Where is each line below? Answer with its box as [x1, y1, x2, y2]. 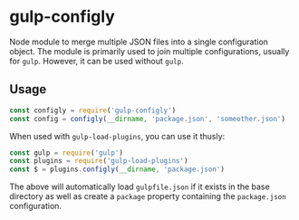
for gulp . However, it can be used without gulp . [9, 55, 184, 66]
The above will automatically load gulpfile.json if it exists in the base [9, 181, 270, 192]
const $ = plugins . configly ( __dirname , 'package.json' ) [9, 165, 225, 174]
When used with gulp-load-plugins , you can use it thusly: [9, 130, 226, 141]
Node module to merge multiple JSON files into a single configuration [9, 36, 269, 47]
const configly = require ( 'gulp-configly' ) [9, 106, 177, 115]
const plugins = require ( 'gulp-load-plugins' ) [9, 157, 188, 166]
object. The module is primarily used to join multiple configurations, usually [9, 45, 290, 56]
